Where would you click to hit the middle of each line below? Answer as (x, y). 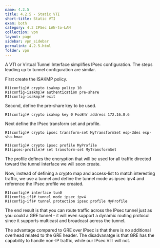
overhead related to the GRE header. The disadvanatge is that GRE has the (80, 235)
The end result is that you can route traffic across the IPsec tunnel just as (79, 210)
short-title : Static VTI (30, 19)
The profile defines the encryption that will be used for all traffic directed (78, 159)
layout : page (18, 37)
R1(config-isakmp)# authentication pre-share (52, 92)
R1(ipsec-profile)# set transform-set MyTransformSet (61, 149)
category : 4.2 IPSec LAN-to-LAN (38, 28)
